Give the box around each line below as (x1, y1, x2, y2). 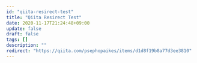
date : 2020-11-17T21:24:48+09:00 (6, 20, 90, 26)
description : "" (6, 43, 47, 49)
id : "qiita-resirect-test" (6, 8, 74, 15)
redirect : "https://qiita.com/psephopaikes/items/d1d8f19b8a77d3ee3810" (6, 48, 192, 54)
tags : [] (6, 37, 28, 43)
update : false (6, 25, 42, 32)
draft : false (6, 31, 39, 37)
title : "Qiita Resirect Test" (6, 14, 82, 20)
